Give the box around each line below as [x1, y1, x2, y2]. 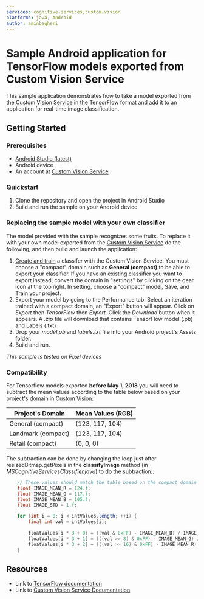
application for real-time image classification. [6, 105, 120, 113]
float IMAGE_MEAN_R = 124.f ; [17, 485, 91, 491]
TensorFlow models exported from [6, 59, 185, 73]
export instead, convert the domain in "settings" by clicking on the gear [15, 276, 194, 283]
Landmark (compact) [9, 429, 70, 438]
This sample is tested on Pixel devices [6, 353, 102, 360]
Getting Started [6, 123, 66, 133]
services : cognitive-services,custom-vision [6, 9, 121, 15]
